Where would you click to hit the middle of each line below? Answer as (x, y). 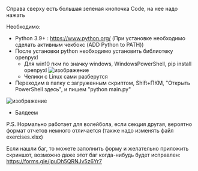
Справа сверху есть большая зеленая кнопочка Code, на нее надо (92, 9)
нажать (16, 15)
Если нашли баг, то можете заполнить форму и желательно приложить (97, 148)
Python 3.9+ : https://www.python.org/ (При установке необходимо (100, 38)
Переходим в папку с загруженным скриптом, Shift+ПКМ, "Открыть (102, 83)
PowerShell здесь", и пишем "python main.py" (73, 89)
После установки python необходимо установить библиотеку (94, 51)
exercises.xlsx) (25, 137)
